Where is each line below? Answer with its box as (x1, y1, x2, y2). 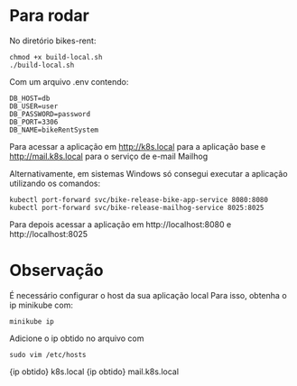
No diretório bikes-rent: (9, 35, 97, 46)
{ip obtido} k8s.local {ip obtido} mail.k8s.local (9, 366, 179, 377)
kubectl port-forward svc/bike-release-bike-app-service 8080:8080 (9, 195, 269, 204)
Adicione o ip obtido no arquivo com (9, 333, 144, 344)
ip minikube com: (9, 299, 74, 310)
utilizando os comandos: (9, 178, 101, 188)
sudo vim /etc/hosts (9, 350, 88, 359)
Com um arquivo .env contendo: (9, 76, 129, 87)
